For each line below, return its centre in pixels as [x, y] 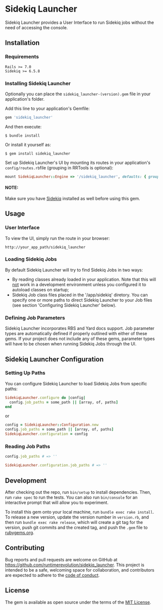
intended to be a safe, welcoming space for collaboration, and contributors [80, 570]
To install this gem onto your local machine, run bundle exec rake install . [80, 512]
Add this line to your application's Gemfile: [47, 108]
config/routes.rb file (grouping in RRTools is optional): [59, 168]
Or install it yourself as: [28, 144]
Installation [22, 43]
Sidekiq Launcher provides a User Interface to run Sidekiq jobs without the [80, 22]
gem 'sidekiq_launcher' [29, 117]
